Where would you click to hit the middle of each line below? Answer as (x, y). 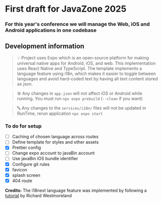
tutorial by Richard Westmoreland (38, 195)
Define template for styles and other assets (55, 142)
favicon (20, 169)
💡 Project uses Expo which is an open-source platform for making (83, 57)
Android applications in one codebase (51, 30)
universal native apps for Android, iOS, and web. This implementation (86, 63)
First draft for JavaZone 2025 (66, 9)
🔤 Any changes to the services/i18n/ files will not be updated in (81, 108)
